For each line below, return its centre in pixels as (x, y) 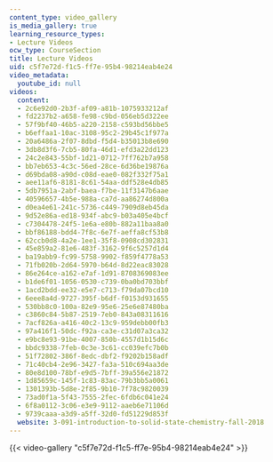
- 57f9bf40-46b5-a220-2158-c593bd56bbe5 (93, 125)
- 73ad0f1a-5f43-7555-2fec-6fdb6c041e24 (93, 398)
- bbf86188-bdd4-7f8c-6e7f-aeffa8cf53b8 (93, 232)
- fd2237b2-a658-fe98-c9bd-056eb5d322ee (93, 116)
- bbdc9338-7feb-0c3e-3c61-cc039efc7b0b (93, 347)
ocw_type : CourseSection (55, 51)
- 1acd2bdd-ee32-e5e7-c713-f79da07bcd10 (93, 290)
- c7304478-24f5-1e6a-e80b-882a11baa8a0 (93, 224)
